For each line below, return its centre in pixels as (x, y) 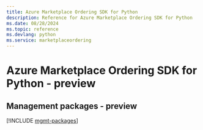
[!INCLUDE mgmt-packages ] (42, 121)
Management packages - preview (72, 106)
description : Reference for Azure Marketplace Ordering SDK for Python (99, 18)
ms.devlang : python (31, 35)
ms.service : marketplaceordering (49, 40)
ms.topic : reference (33, 29)
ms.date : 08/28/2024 (33, 23)
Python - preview (51, 84)
